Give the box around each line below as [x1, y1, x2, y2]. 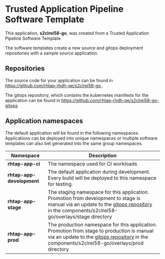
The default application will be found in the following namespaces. [5, 130, 139, 136]
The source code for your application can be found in [5, 77, 113, 83]
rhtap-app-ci [7, 160, 40, 167]
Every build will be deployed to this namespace [48, 174, 157, 181]
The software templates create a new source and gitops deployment [5, 45, 143, 51]
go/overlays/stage [48, 213, 90, 220]
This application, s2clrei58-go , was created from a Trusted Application [5, 30, 149, 36]
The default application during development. [48, 168, 151, 175]
